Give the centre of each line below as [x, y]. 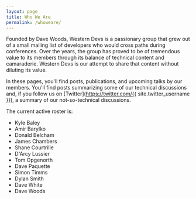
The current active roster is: [39, 111]
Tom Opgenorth [34, 160]
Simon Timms [31, 173]
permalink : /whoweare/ [34, 22]
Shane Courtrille [34, 147]
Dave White [28, 185]
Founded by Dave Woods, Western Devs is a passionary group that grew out [98, 39]
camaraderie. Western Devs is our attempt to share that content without [92, 64]
